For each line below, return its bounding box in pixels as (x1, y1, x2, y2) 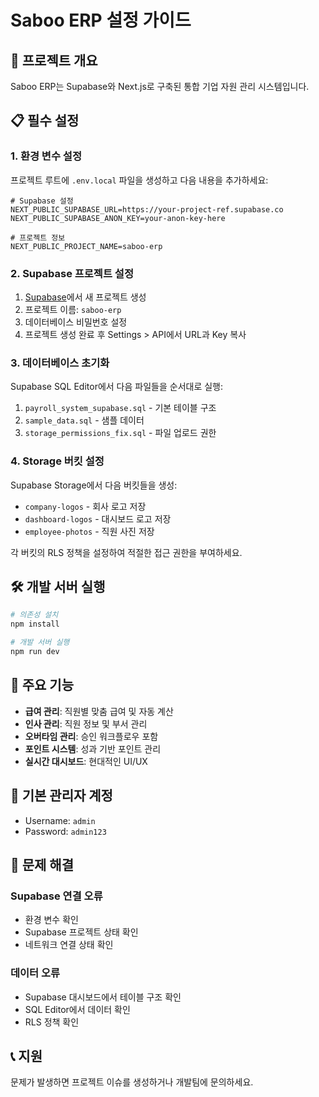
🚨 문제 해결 (10, 856, 75, 873)
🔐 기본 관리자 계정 (10, 787, 113, 805)
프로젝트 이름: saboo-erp (24, 303, 122, 315)
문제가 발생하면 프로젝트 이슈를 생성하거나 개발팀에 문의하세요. (10, 1076, 254, 1088)
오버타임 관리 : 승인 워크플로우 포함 (24, 730, 159, 742)
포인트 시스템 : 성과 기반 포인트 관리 (24, 742, 162, 755)
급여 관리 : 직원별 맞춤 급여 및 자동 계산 (24, 705, 174, 717)
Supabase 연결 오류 (10, 889, 103, 903)
